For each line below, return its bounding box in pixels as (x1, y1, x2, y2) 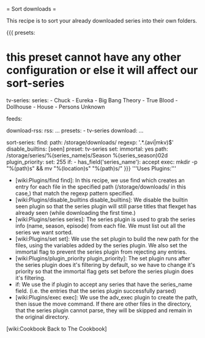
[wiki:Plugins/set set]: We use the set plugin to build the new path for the (15, 235, 199, 242)
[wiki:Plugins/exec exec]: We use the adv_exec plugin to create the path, (15, 293, 198, 301)
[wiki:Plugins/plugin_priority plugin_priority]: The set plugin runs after (15, 254, 190, 262)
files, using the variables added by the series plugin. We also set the (15, 241, 188, 249)
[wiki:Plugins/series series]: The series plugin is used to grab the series (15, 216, 196, 223)
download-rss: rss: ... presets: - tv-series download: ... (6, 127, 144, 134)
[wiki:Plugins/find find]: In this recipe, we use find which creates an (15, 176, 185, 184)
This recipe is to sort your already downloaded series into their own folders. (6, 17, 198, 24)
